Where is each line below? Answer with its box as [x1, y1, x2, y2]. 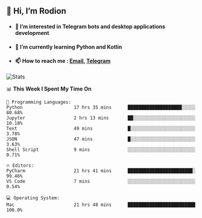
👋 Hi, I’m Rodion [6, 6, 66, 16]
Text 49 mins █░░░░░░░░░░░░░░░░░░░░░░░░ [6, 125, 196, 132]
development [14, 29, 49, 36]
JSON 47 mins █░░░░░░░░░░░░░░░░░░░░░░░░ [6, 136, 196, 142]
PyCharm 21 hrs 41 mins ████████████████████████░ [6, 167, 196, 174]
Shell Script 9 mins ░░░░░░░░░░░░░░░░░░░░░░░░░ [6, 146, 196, 153]
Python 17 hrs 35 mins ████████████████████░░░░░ [6, 104, 196, 111]
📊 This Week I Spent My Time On [6, 85, 92, 92]
